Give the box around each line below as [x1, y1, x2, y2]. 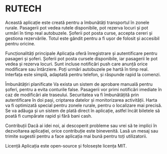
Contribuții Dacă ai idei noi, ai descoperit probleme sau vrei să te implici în [5, 123, 157, 129]
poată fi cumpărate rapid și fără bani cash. [5, 113, 92, 119]
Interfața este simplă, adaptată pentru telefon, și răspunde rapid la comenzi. [5, 71, 161, 77]
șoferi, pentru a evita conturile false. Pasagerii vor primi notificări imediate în [5, 86, 162, 92]
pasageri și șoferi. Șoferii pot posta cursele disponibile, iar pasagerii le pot [5, 55, 158, 61]
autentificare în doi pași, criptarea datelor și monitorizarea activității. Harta [5, 97, 158, 103]
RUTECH [5, 3, 42, 14]
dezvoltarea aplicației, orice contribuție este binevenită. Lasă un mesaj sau [5, 128, 159, 134]
